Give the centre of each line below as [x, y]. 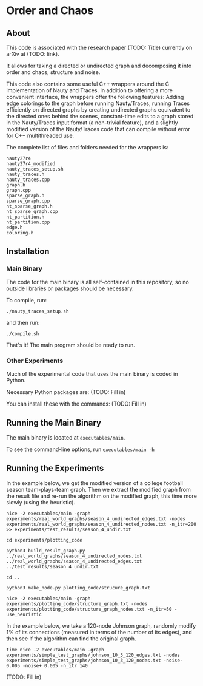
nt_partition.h [25, 217]
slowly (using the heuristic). [41, 502]
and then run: [23, 322]
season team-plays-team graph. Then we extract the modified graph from [98, 489]
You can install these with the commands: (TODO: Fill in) [76, 404]
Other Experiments [35, 361]
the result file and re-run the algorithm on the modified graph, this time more [101, 496]
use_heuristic [24, 614]
